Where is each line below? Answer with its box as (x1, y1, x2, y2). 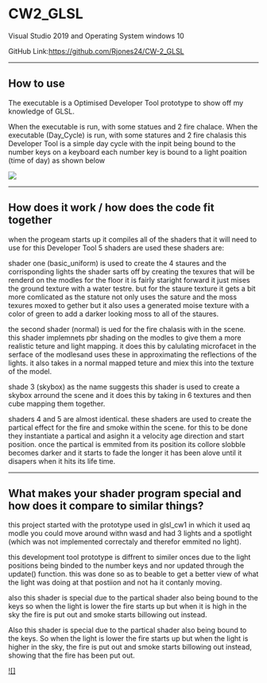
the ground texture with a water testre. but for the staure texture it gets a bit (8, 284, 256, 293)
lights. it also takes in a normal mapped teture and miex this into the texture (8, 358, 254, 368)
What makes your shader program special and (8, 486, 242, 500)
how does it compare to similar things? (8, 499, 204, 512)
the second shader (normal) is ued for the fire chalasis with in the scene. (8, 324, 246, 334)
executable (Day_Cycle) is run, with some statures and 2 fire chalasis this (8, 130, 247, 140)
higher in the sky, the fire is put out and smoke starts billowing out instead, (8, 642, 252, 652)
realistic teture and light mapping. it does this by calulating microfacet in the (8, 341, 257, 350)
